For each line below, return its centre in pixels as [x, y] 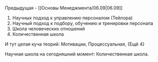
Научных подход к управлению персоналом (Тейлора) [72, 18]
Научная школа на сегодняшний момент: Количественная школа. [77, 54]
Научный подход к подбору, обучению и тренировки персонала [83, 23]
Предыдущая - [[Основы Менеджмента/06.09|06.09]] [64, 8]
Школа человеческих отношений [48, 29]
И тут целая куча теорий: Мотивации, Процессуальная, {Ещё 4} [75, 44]
